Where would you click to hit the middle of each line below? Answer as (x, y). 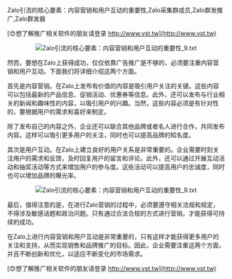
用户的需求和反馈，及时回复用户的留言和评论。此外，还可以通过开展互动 (116, 158)
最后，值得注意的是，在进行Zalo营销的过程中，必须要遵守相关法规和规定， (113, 205)
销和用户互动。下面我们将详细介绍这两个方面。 (74, 71)
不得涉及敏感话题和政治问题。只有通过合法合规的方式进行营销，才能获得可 (113, 213)
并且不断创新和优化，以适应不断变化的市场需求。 (77, 254)
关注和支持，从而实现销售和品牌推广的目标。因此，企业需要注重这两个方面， (116, 245)
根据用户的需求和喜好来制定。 (68, 112)
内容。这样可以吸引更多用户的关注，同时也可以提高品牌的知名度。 (101, 135)
